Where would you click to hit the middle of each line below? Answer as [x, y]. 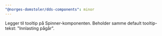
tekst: [11, 28]
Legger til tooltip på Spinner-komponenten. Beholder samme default [73, 23]
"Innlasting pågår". [36, 28]
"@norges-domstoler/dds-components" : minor [50, 9]
